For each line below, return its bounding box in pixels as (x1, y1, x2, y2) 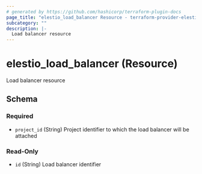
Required (6, 112, 34, 121)
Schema (6, 94, 38, 104)
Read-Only (6, 147, 39, 155)
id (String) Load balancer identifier (14, 161, 102, 168)
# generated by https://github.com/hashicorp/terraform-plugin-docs (6, 8, 182, 15)
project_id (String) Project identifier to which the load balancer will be (14, 125, 189, 133)
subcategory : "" (6, 20, 47, 26)
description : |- (6, 25, 47, 32)
